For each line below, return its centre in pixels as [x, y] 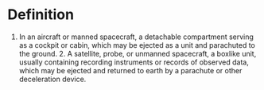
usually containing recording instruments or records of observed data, [134, 62]
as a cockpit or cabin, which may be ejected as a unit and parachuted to [137, 45]
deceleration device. [52, 79]
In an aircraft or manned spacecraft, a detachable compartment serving [136, 37]
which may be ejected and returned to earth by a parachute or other [130, 70]
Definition [41, 15]
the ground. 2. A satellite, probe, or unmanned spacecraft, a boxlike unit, [138, 53]
